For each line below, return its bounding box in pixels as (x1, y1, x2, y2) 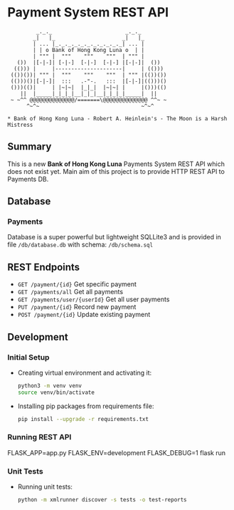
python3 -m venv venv (17, 382, 83, 389)
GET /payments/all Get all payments (17, 288, 123, 296)
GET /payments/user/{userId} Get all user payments (17, 295, 170, 303)
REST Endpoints (7, 261, 80, 273)
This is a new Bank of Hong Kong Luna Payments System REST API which (7, 160, 225, 168)
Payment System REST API (7, 4, 169, 21)
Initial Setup (7, 352, 50, 362)
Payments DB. (7, 175, 49, 183)
